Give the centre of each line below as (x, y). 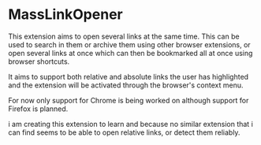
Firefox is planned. (38, 109)
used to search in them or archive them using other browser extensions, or (129, 44)
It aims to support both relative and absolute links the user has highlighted (129, 76)
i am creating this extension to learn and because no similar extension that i (131, 124)
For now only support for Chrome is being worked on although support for (129, 100)
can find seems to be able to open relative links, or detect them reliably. (124, 132)
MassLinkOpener (66, 15)
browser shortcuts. (39, 61)
